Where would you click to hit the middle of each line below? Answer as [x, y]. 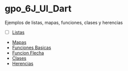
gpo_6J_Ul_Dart [38, 9]
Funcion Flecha [28, 53]
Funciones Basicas [31, 47]
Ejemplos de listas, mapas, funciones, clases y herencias [64, 22]
